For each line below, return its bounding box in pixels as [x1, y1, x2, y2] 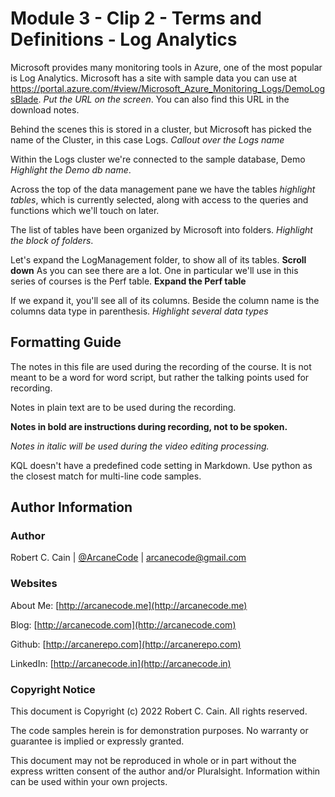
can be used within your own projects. [10, 776, 168, 788]
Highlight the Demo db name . [10, 163, 132, 176]
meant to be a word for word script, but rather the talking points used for [10, 371, 310, 383]
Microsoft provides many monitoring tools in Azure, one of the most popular [10, 61, 323, 73]
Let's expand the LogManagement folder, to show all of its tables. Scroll [10, 253, 307, 266]
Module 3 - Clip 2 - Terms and [10, 7, 262, 30]
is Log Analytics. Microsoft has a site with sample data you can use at [10, 72, 297, 84]
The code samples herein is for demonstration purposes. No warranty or [10, 725, 309, 737]
